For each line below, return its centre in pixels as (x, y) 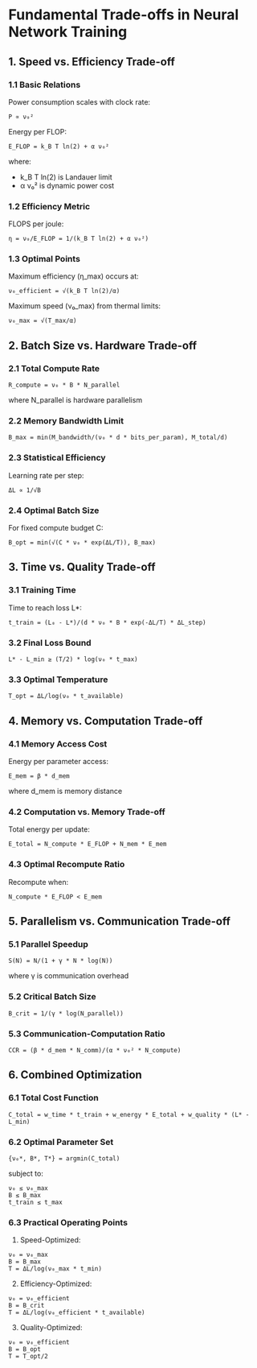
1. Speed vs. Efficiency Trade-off (92, 62)
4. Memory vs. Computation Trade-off (106, 721)
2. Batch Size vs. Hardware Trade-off (103, 345)
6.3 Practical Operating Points (68, 1222)
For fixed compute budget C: (56, 528)
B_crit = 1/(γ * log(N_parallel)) (66, 1013)
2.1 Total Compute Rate (54, 368)
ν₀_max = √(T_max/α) (43, 321)
